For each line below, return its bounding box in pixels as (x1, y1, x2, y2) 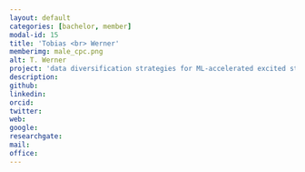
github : (9, 81, 39, 90)
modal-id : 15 (9, 30, 59, 39)
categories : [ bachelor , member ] (9, 22, 132, 31)
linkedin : (9, 89, 47, 98)
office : (9, 148, 39, 157)
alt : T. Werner (9, 56, 67, 65)
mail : (9, 140, 30, 149)
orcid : (9, 97, 34, 107)
